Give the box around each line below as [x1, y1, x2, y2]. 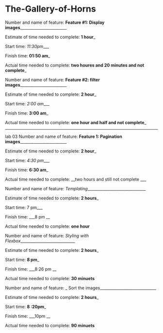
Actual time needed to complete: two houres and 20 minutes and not [5, 62, 145, 68]
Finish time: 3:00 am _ [5, 110, 49, 116]
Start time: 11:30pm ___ [5, 43, 49, 49]
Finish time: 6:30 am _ [5, 166, 49, 173]
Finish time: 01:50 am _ [5, 52, 50, 59]
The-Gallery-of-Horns [5, 3, 96, 15]
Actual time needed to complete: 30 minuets [5, 275, 95, 281]
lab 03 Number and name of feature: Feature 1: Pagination [5, 133, 122, 139]
